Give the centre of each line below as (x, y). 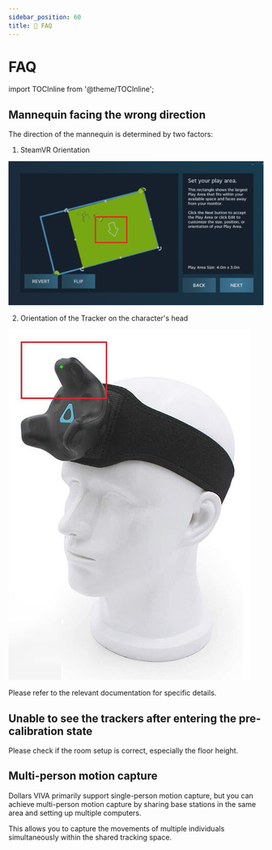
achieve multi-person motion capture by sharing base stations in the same (132, 804)
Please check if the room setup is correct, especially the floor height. (123, 750)
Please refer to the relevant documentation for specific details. (113, 693)
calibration (36, 731)
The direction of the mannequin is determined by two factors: (110, 135)
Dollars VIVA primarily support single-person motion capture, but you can (131, 796)
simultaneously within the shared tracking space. (90, 837)
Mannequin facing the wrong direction (107, 115)
